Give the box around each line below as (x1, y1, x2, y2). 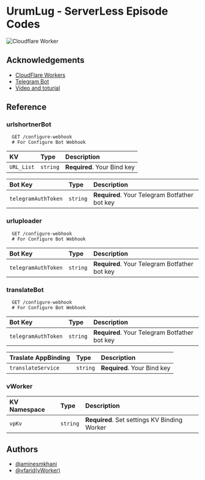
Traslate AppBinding (9, 354, 70, 362)
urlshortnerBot (6, 120, 52, 129)
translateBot (6, 285, 44, 294)
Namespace (9, 406, 46, 414)
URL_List (9, 163, 35, 171)
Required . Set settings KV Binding (85, 416, 183, 424)
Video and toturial (15, 84, 60, 91)
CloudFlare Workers (15, 71, 66, 79)
